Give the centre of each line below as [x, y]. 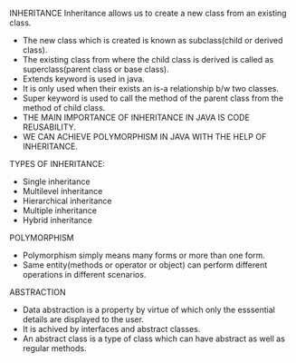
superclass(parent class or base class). [95, 69]
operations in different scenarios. [84, 275]
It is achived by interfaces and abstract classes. [111, 329]
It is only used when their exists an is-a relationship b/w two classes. [150, 88]
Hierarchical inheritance [67, 201]
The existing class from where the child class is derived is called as [148, 59]
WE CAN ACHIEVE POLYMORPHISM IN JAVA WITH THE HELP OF [144, 137]
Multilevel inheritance [62, 191]
